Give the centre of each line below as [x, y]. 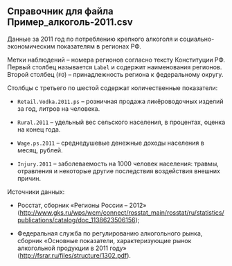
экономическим [31, 46]
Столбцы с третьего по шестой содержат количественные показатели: [113, 88]
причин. [29, 178]
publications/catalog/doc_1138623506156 [76, 220]
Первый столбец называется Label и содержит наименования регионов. [115, 67]
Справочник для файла [61, 11]
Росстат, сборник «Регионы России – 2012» [82, 205]
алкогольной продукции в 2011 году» [72, 248]
